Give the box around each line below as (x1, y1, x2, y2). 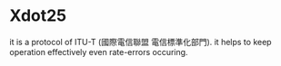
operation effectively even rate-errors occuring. (9, 46, 188, 57)
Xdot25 (9, 5, 67, 26)
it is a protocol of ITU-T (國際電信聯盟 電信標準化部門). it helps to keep (9, 36, 272, 47)
